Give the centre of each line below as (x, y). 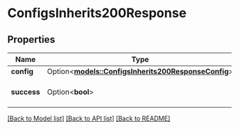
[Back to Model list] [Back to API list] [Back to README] (89, 118)
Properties (31, 40)
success (26, 92)
